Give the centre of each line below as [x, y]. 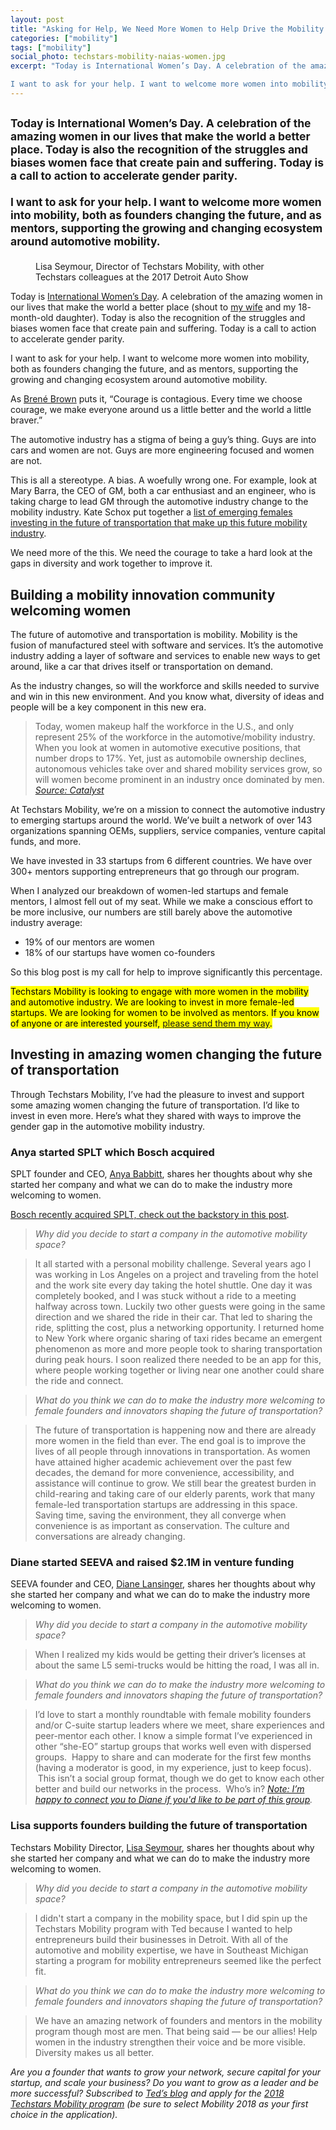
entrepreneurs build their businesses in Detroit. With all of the [161, 1939]
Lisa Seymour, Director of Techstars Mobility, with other [150, 267]
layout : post [37, 19]
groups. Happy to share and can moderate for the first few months [173, 1757]
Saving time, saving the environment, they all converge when [160, 1515]
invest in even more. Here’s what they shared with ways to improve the [156, 1115]
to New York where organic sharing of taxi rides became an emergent [178, 1338]
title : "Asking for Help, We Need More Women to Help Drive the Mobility [167, 29]
